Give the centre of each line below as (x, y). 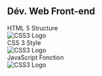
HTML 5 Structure (33, 28)
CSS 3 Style (24, 42)
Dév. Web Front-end (51, 11)
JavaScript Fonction (35, 57)
